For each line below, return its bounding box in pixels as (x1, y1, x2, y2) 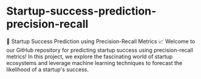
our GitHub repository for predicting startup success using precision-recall (6, 46, 193, 53)
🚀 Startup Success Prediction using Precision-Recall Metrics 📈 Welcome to (6, 38, 196, 45)
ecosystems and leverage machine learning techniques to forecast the (6, 59, 183, 66)
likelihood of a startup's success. (6, 66, 89, 73)
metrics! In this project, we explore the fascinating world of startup (6, 53, 173, 60)
